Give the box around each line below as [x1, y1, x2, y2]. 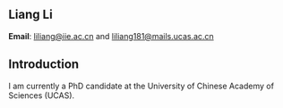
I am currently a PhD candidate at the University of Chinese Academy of [8, 80, 275, 91]
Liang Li [8, 7, 53, 22]
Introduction [8, 57, 80, 72]
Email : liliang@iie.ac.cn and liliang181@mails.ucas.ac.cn [8, 30, 214, 41]
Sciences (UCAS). [8, 89, 75, 101]
